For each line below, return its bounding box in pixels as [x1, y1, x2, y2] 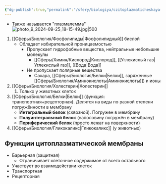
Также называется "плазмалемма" [11, 21, 86, 27]
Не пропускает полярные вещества [26, 67, 103, 73]
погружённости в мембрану [11, 104, 72, 110]
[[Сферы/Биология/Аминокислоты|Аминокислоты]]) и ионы [34, 78, 161, 84]
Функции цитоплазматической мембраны [4, 139, 144, 148]
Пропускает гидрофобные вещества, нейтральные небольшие [26, 46, 160, 52]
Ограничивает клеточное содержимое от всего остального [19, 158, 146, 164]
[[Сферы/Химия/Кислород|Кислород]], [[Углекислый [34, 56, 147, 62]
